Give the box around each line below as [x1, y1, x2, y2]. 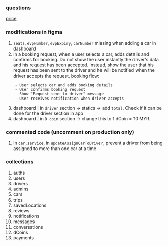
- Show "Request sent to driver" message [15, 91, 104, 96]
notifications [13, 213, 40, 219]
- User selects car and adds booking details [15, 82, 113, 88]
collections [6, 158, 34, 165]
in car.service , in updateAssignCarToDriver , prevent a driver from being [13, 140, 163, 146]
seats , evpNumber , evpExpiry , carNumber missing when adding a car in [13, 40, 156, 46]
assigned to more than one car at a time [13, 145, 97, 152]
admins [13, 186, 29, 192]
